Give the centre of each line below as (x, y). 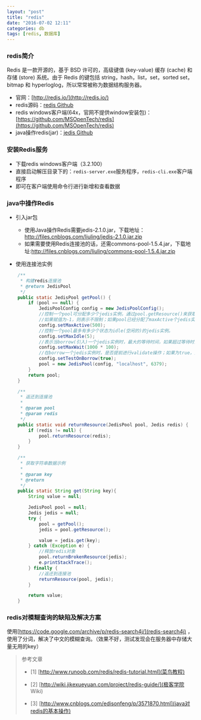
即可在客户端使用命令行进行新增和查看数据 (68, 186)
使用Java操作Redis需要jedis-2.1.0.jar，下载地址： (84, 230)
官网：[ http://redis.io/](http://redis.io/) (62, 98)
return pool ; (44, 375)
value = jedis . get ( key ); (69, 540)
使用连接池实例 (34, 264)
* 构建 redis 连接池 (41, 281)
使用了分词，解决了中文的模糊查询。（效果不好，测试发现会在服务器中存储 (97, 639)
